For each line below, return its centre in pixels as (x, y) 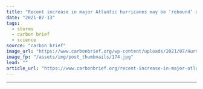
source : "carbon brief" (36, 46)
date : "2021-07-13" (31, 18)
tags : (13, 23)
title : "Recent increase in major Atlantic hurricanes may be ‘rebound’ (100, 12)
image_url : (20, 51)
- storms (23, 29)
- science (24, 40)
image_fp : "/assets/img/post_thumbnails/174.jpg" (70, 57)
